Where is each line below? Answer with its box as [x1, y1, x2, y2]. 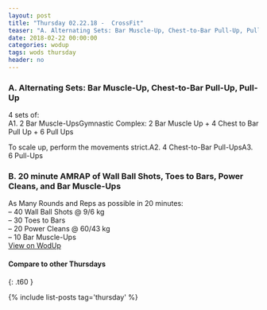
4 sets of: [8, 110, 40, 120]
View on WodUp [8, 241, 61, 250]
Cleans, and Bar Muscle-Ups [8, 180, 122, 192]
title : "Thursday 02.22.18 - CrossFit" [8, 19, 145, 27]
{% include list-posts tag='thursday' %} [8, 292, 138, 302]
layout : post [8, 11, 52, 20]
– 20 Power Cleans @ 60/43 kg [8, 224, 110, 234]
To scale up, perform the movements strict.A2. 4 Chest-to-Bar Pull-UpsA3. [8, 142, 253, 152]
